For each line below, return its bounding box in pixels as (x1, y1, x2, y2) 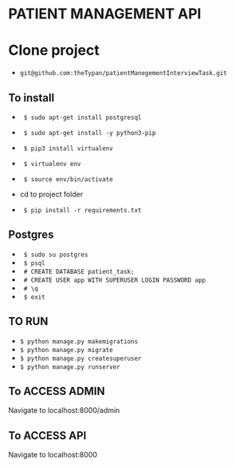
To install (8, 91, 55, 105)
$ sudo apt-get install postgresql (23, 113, 142, 121)
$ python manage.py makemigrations (19, 337, 139, 346)
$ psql (23, 259, 45, 267)
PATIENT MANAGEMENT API (8, 5, 202, 23)
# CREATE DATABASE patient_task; (23, 267, 135, 275)
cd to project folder (19, 189, 84, 199)
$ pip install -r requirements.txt (23, 206, 142, 214)
